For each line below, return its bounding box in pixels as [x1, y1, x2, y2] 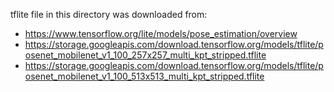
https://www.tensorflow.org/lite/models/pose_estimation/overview [24, 28, 298, 39]
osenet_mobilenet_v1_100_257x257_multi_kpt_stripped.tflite [24, 49, 267, 61]
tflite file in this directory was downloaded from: [10, 9, 208, 20]
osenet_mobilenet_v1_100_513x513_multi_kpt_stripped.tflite [24, 70, 265, 82]
